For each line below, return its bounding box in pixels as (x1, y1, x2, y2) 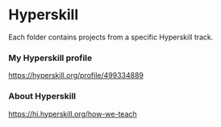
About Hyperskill (8, 91, 77, 102)
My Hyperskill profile (8, 52, 93, 63)
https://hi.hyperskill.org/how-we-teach (8, 109, 137, 118)
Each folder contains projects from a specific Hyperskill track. (8, 32, 214, 42)
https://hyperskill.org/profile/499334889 (8, 71, 144, 80)
